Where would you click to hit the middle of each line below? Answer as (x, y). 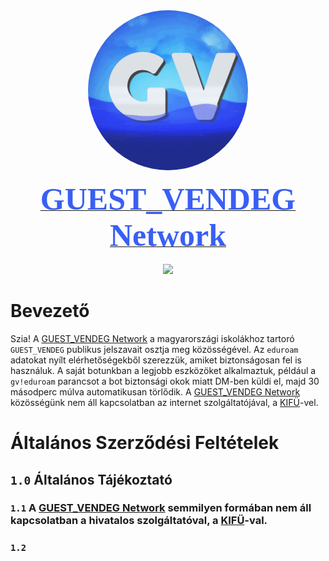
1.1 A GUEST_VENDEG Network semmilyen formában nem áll (161, 508)
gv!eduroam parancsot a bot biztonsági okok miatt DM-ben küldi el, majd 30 (165, 381)
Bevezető (50, 311)
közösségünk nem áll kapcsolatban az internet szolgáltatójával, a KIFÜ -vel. (164, 402)
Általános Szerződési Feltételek (145, 443)
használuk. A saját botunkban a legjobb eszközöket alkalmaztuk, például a (163, 370)
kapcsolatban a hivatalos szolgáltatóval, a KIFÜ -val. (139, 521)
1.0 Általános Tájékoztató (91, 479)
